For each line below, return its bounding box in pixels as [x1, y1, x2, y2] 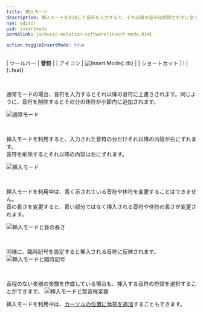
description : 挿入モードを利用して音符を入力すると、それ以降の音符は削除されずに [6, 15, 190, 21]
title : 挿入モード [6, 8, 48, 15]
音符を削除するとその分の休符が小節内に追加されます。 [22, 98, 159, 105]
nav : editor [6, 20, 36, 26]
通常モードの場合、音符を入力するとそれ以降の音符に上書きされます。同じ [6, 91, 192, 97]
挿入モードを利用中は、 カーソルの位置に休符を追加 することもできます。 [6, 300, 186, 308]
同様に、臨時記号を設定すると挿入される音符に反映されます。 [6, 248, 159, 255]
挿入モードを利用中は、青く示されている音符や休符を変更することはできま [6, 188, 192, 195]
